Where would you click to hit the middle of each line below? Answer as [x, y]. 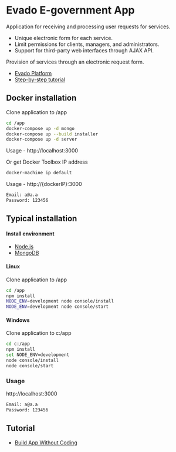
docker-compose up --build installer [52, 134]
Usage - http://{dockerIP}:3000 [44, 184]
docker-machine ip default [39, 173]
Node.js [24, 247]
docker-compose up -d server [42, 139]
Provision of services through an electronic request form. [75, 62]
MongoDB [27, 253]
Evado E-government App [70, 10]
